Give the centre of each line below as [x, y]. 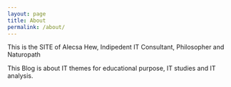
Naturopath [24, 54]
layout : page [27, 14]
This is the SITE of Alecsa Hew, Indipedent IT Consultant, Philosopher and [116, 47]
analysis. [20, 76]
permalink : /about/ [36, 27]
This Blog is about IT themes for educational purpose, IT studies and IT [112, 69]
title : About [27, 21]
